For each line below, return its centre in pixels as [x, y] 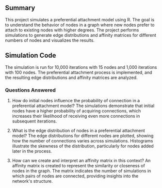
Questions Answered [30, 90]
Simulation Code [31, 55]
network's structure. [32, 181]
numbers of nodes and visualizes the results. [50, 40]
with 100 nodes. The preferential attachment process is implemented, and [79, 72]
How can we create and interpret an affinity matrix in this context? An [81, 160]
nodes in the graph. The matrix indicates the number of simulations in [81, 171]
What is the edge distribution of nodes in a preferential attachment [78, 130]
